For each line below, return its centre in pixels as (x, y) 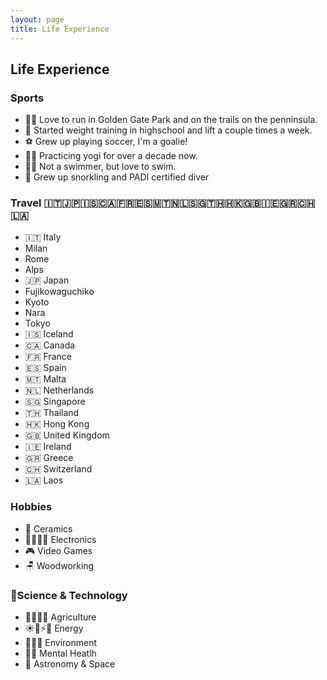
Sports (27, 98)
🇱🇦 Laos (44, 480)
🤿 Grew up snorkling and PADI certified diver (117, 177)
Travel (26, 203)
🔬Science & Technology (69, 595)
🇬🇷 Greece (49, 458)
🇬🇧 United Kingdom (67, 435)
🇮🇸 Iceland (49, 334)
